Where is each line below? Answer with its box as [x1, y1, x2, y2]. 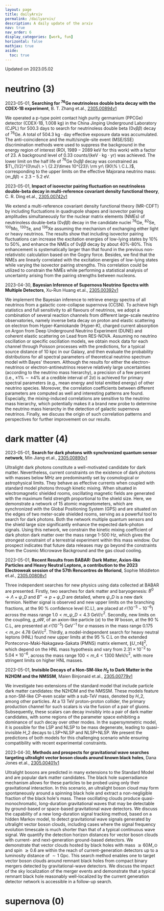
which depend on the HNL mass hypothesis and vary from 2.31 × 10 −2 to [5, 646, 151, 652]
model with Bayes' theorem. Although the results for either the [5, 359, 131, 365]
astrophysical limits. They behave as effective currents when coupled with [5, 480, 155, 486]
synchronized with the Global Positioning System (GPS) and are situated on [5, 506, 157, 512]
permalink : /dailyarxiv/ [5, 16, 56, 21]
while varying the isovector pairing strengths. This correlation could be [5, 262, 148, 268]
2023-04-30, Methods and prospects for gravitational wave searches [5, 749, 149, 755]
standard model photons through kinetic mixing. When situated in [5, 485, 137, 491]
